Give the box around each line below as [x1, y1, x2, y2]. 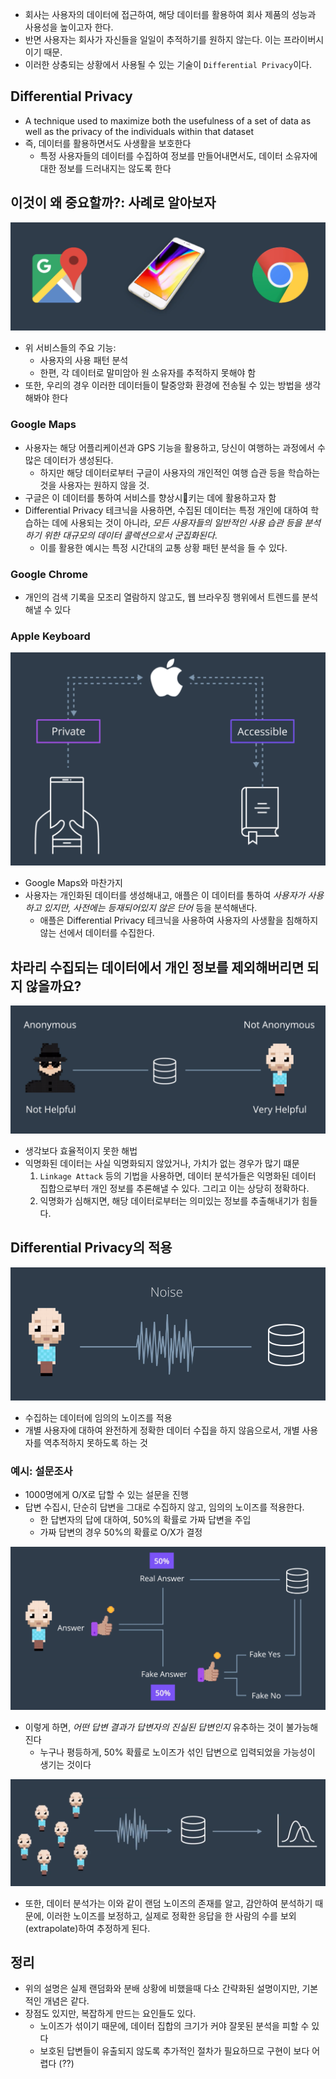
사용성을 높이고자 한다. [24, 21, 114, 33]
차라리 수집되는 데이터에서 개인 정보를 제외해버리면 [10, 959, 305, 976]
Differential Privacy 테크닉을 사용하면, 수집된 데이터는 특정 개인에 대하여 [24, 504, 309, 516]
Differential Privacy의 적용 [10, 1239, 173, 1257]
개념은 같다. [43, 1995, 90, 2007]
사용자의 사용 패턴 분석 [39, 354, 129, 367]
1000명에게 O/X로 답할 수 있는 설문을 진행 [24, 1488, 189, 1500]
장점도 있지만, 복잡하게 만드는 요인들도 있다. [24, 2008, 197, 2020]
